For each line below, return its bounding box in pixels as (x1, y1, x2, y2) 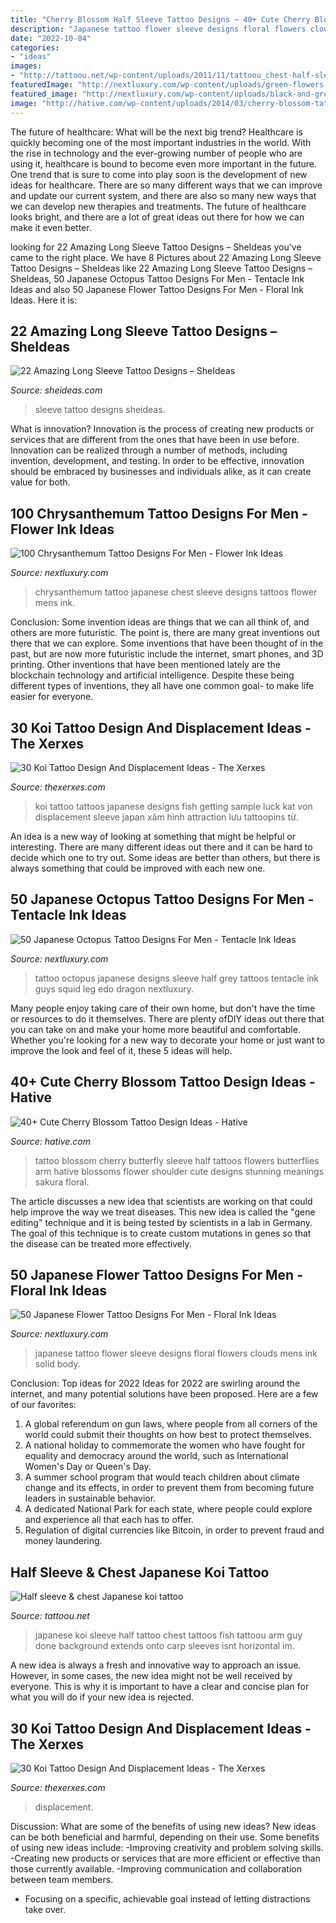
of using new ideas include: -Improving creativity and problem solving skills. (10, 1842, 324, 1853)
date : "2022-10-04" (10, 33, 92, 43)
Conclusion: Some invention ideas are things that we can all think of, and (10, 616, 310, 628)
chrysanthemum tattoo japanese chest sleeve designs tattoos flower (34, 586, 318, 598)
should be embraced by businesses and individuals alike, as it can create (10, 466, 312, 478)
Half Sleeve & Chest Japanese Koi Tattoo (10, 1564, 270, 1581)
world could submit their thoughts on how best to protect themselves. (24, 1429, 312, 1441)
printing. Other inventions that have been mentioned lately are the (10, 659, 281, 671)
